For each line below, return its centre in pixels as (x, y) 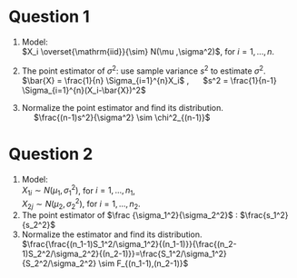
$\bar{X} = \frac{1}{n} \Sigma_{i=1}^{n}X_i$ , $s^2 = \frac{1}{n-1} (149, 80)
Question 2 (51, 154)
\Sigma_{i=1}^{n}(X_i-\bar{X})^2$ (84, 90)
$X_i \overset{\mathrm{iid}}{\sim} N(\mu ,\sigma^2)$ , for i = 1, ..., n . (148, 51)
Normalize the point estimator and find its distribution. (122, 107)
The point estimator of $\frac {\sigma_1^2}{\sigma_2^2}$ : (129, 215)
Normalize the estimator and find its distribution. (112, 234)
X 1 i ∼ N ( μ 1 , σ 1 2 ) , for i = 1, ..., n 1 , (78, 190)
